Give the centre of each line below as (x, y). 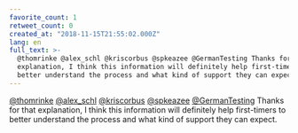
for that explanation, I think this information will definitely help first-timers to (148, 110)
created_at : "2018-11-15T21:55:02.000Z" (85, 34)
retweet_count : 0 (41, 26)
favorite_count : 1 (43, 17)
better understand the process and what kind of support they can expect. (143, 119)
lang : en (25, 42)
